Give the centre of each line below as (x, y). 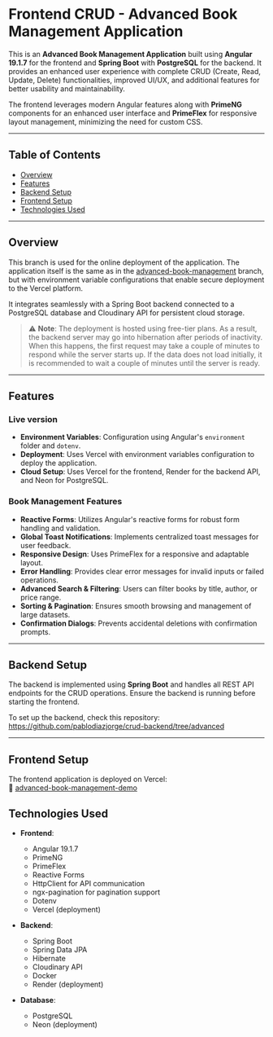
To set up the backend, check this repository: (84, 718)
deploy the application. (58, 463)
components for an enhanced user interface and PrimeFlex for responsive (133, 113)
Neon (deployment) (65, 1024)
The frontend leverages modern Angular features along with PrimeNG (125, 104)
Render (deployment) (68, 984)
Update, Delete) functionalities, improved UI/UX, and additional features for (134, 80)
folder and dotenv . (50, 446)
